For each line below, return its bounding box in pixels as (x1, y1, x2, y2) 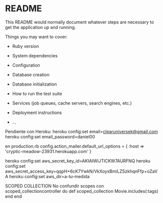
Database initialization (12, 81, 57, 87)
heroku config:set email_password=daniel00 (5, 134, 95, 139)
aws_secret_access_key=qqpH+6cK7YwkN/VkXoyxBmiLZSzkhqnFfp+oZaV (5, 168, 158, 174)
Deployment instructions (12, 110, 62, 115)
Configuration (12, 62, 40, 68)
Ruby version (12, 43, 39, 49)
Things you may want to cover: (5, 34, 68, 40)
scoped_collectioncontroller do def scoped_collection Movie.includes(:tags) (5, 188, 159, 194)
